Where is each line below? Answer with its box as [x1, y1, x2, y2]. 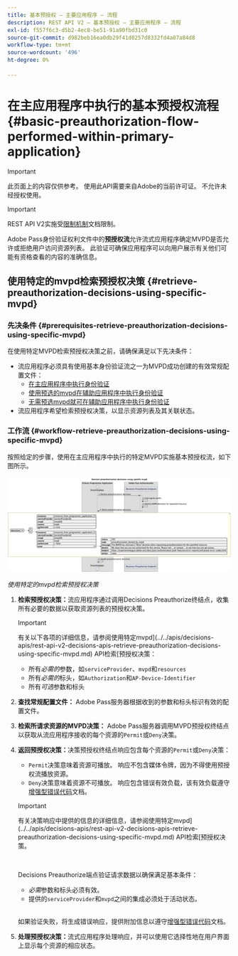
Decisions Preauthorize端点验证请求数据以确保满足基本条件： [17, 871, 198, 879]
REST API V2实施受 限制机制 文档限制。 [7, 219, 119, 228]
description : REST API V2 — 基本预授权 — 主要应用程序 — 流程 [7, 18, 181, 26]
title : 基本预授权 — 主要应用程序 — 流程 [7, 11, 118, 18]
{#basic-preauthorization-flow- [7, 113, 200, 129]
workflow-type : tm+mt [7, 41, 72, 49]
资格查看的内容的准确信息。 [19, 253, 101, 261]
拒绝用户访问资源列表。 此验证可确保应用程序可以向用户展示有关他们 [19, 243, 221, 252]
